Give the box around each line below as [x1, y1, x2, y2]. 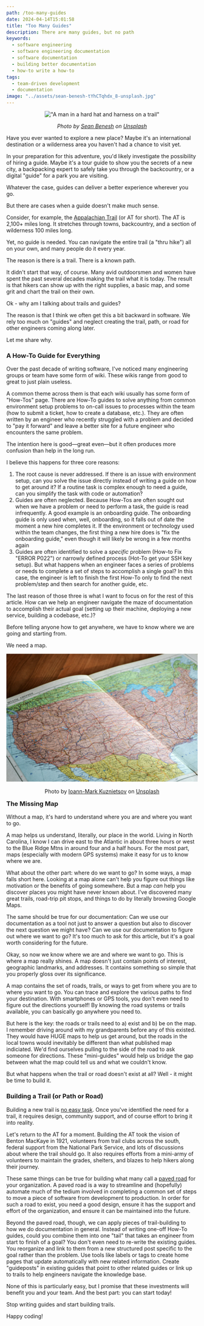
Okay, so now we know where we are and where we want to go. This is [6, 951, 184, 958]
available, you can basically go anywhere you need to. [6, 1008, 142, 1016]
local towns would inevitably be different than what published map [6, 1039, 172, 1047]
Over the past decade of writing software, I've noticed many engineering [6, 365, 188, 372]
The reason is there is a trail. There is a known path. [6, 257, 136, 264]
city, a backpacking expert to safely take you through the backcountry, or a [6, 166, 194, 173]
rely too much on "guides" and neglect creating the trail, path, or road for [6, 318, 189, 325]
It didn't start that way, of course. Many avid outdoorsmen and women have [6, 268, 196, 276]
